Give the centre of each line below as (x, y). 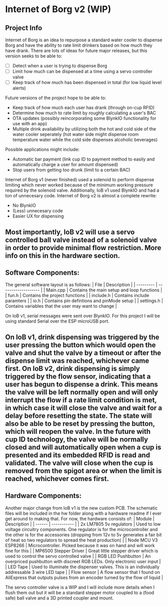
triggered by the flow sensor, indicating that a (78, 376)
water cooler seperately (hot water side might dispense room (75, 134)
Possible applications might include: (42, 149)
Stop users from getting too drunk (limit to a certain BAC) (71, 170)
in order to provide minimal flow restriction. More (83, 248)
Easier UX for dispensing (38, 216)
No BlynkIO (24, 205)
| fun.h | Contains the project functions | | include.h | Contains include (77, 295)
